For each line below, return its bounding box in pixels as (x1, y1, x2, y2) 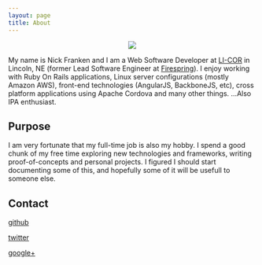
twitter (8, 233, 30, 242)
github (8, 218, 29, 227)
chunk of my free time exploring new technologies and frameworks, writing (8, 149, 252, 158)
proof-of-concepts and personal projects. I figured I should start (8, 157, 216, 167)
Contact (8, 197, 49, 210)
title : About (8, 19, 51, 27)
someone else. (8, 174, 57, 183)
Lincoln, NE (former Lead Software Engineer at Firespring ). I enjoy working (8, 64, 250, 73)
